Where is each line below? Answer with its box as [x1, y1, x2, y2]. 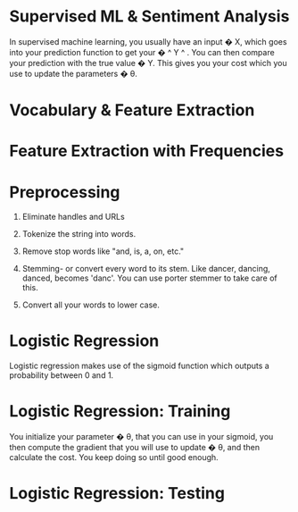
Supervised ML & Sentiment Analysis [9, 6, 290, 27]
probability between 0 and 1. [9, 370, 114, 381]
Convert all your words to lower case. [21, 299, 161, 310]
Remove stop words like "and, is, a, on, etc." [21, 246, 185, 256]
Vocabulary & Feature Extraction [9, 100, 255, 121]
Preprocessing [9, 181, 120, 202]
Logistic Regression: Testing [9, 483, 226, 504]
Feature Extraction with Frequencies [9, 141, 284, 162]
